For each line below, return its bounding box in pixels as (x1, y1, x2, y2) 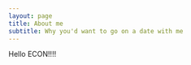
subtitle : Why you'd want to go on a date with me (8, 27, 184, 35)
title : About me (8, 19, 63, 28)
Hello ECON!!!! (8, 50, 57, 59)
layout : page (8, 11, 53, 20)
